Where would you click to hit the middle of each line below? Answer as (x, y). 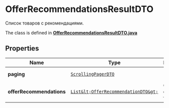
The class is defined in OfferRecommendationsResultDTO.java (71, 32)
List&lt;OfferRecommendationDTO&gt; (114, 91)
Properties (22, 48)
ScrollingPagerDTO (92, 74)
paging (16, 74)
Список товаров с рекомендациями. (45, 23)
